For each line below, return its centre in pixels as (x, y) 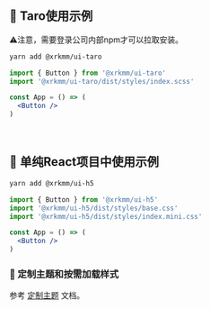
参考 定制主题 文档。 (47, 295)
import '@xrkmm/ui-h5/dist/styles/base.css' (94, 208)
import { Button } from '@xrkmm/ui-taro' (88, 73)
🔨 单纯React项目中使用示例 (84, 162)
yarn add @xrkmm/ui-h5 (52, 183)
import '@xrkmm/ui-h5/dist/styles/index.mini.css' (106, 216)
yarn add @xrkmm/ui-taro (56, 57)
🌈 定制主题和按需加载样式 (64, 274)
